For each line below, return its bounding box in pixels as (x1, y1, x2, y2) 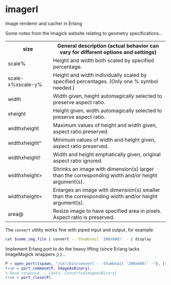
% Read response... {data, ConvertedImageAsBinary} (5, 270, 117, 275)
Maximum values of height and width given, (53, 121, 157, 129)
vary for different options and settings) (60, 48, 157, 55)
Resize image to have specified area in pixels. (53, 207, 162, 214)
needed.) (53, 84, 75, 91)
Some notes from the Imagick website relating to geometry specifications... (5, 30, 163, 36)
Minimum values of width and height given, (53, 136, 156, 143)
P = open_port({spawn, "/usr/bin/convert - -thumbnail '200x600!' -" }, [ (5, 261, 165, 266)
